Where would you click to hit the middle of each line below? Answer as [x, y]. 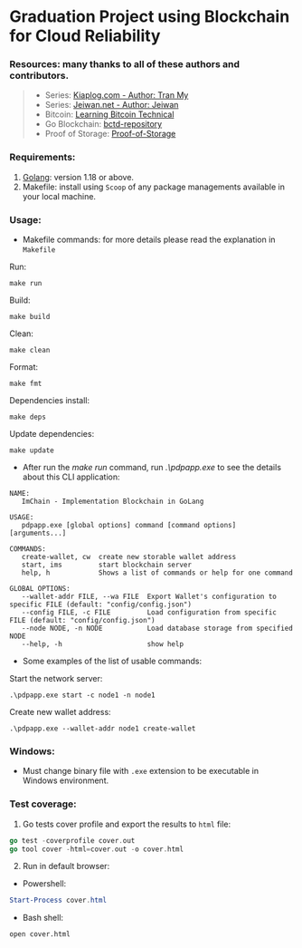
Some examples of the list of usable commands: [112, 661]
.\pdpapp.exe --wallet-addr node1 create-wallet [103, 729]
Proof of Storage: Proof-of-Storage [110, 134]
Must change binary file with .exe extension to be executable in [141, 771]
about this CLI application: [71, 477]
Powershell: [44, 884]
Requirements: [42, 158]
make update [32, 450]
